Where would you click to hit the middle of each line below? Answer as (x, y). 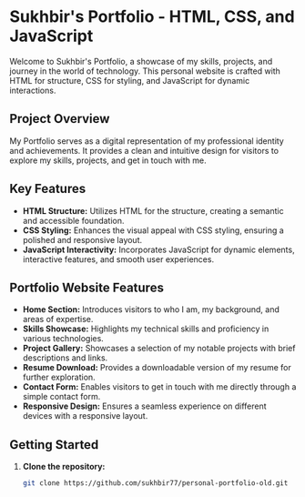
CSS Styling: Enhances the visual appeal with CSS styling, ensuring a (153, 230)
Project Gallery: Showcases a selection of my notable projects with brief (159, 349)
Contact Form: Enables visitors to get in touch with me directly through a (159, 387)
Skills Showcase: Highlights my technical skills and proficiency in (146, 329)
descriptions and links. (65, 358)
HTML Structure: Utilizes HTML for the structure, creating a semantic (153, 210)
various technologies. (63, 339)
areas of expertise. (58, 319)
